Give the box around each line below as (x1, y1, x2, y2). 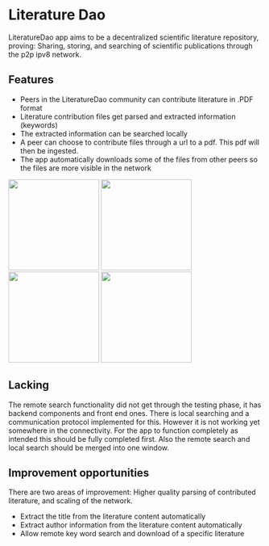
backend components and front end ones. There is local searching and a (8, 408, 250, 418)
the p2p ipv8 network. (8, 49, 82, 59)
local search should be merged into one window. (8, 443, 170, 452)
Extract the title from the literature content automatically (19, 511, 206, 522)
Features (8, 73, 54, 86)
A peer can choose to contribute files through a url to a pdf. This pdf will (19, 137, 260, 147)
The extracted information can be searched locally (19, 128, 188, 138)
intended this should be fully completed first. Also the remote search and (8, 434, 250, 443)
